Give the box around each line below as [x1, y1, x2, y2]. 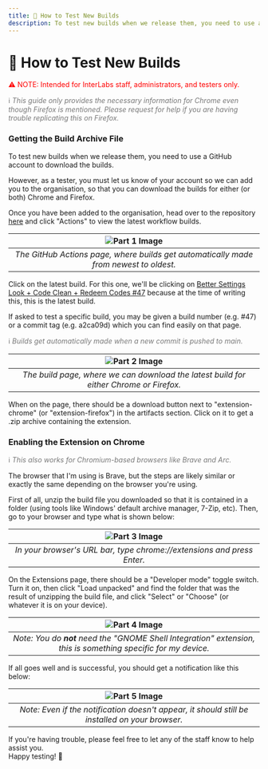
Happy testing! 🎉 [8, 751, 63, 761]
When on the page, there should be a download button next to [8, 399, 213, 409]
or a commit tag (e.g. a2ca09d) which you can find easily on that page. [8, 320, 242, 330]
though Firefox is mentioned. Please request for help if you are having [8, 105, 238, 114]
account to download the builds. [8, 160, 114, 169]
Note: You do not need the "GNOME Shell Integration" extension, [13, 632, 255, 644]
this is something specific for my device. [58, 643, 210, 654]
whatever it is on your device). [8, 601, 108, 610]
